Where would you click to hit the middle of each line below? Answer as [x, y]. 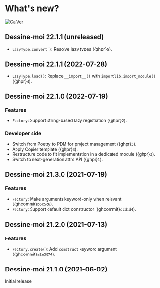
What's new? [32, 8]
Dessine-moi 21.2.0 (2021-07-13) [56, 225]
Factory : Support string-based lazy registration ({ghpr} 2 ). [69, 121]
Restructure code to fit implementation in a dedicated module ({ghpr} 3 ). [83, 154]
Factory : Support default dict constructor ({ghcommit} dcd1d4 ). [74, 209]
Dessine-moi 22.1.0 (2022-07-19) [56, 96]
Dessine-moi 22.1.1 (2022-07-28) [56, 64]
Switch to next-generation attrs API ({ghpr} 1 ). [57, 159]
